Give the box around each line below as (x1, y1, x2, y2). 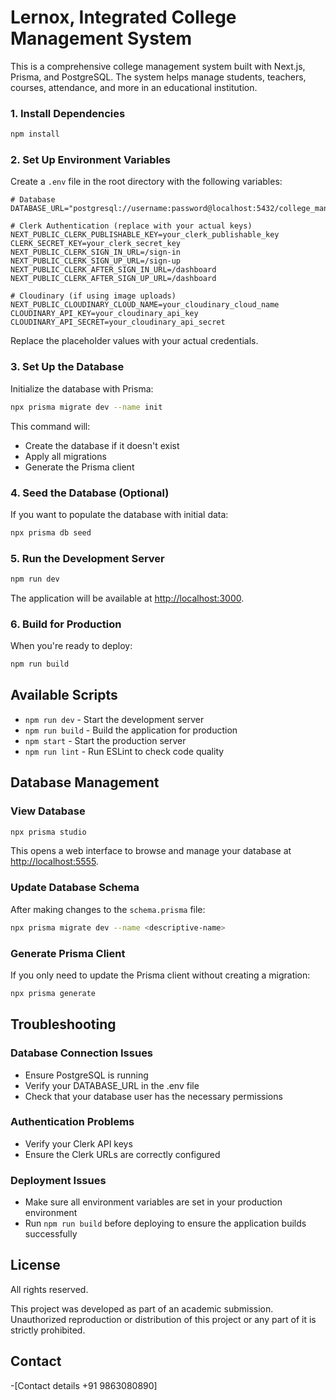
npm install (10, 129, 60, 140)
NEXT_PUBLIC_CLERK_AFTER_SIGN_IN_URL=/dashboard (10, 265, 217, 275)
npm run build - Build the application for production (24, 724, 238, 736)
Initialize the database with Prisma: (10, 382, 154, 395)
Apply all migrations (24, 450, 107, 462)
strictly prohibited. (10, 1324, 86, 1336)
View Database (10, 804, 86, 818)
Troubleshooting (10, 1016, 117, 1033)
